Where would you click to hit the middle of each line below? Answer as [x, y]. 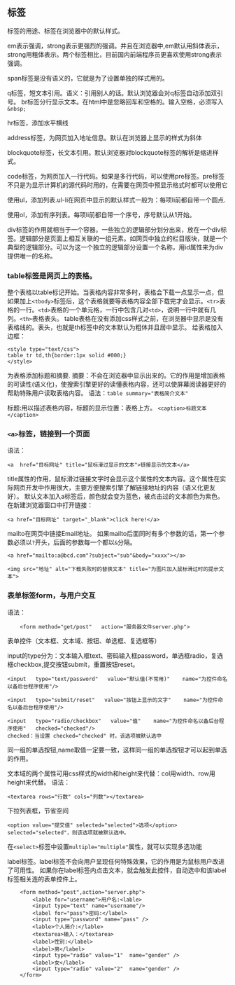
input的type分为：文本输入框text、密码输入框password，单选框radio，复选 [115, 655]
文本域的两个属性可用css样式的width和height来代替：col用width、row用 [111, 773]
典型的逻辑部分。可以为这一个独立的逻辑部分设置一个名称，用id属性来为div [115, 247]
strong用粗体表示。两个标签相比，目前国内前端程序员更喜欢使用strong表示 [115, 54]
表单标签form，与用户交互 [51, 595]
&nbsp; [17, 109]
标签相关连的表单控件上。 [44, 879]
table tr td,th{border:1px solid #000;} [67, 356]
